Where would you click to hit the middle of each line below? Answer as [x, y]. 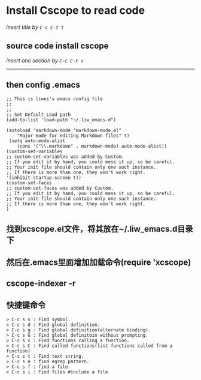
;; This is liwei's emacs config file [54, 99]
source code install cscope [57, 46]
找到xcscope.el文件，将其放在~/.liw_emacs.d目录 [100, 229]
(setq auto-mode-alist [37, 141]
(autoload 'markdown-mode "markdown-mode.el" [64, 130]
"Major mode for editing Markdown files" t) [73, 136]
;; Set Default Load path [38, 115]
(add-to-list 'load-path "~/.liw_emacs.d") [61, 120]
